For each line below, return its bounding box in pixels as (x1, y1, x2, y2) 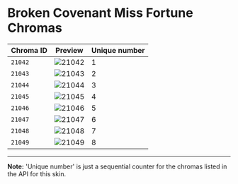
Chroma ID (11, 45, 47, 55)
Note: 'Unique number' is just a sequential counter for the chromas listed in (7, 162, 227, 171)
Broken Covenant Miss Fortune (7, 5, 193, 21)
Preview (55, 45, 84, 55)
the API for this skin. (7, 169, 66, 178)
